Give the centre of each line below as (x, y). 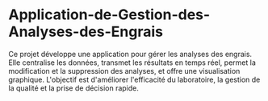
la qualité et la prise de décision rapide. (73, 88)
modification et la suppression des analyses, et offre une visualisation (124, 71)
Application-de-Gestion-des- (109, 15)
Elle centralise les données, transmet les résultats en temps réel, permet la (132, 63)
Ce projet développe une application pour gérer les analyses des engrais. (130, 54)
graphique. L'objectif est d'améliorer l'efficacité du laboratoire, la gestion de (134, 79)
